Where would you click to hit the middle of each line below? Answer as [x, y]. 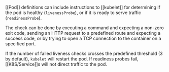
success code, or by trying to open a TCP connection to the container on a [83, 38]
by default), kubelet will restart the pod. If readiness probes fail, [72, 59]
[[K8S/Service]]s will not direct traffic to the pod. [56, 64]
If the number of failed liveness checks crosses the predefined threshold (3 [84, 53]
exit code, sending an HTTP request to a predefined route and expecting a [83, 33]
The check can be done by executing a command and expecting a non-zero [84, 28]
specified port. [21, 44]
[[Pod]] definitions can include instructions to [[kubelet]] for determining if [83, 7]
